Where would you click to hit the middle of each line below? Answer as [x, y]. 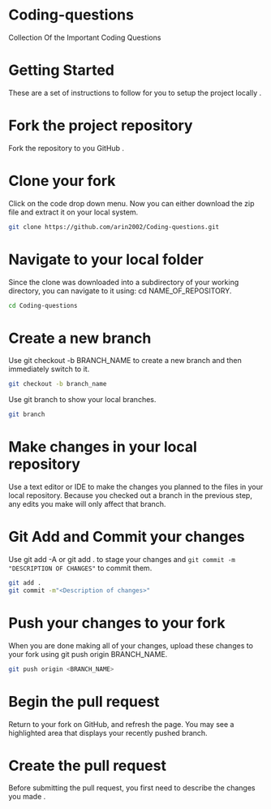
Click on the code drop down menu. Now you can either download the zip [131, 203]
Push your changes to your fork [117, 623]
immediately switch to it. [49, 369]
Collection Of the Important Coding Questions [85, 37]
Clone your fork [62, 181]
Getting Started [62, 70]
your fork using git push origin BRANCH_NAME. [88, 654]
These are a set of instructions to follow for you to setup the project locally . [135, 93]
